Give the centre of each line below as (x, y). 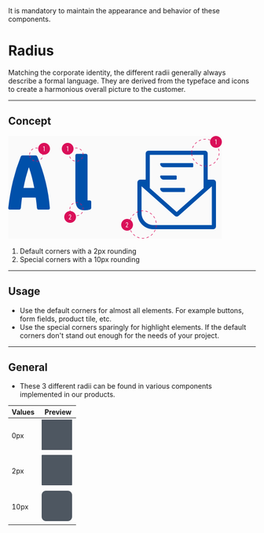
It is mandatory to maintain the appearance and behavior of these (114, 11)
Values (23, 412)
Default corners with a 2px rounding (78, 251)
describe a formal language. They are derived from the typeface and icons (129, 81)
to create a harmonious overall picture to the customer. (97, 89)
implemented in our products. (67, 395)
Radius (31, 51)
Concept (30, 121)
